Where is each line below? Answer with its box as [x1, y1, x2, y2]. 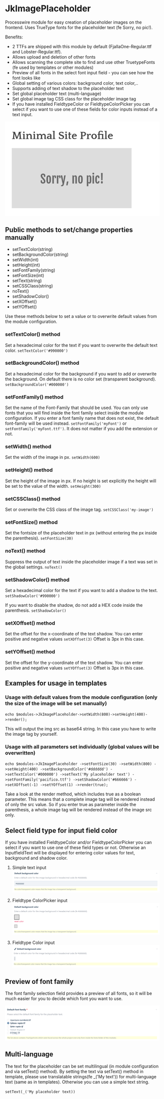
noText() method [5, 547, 46, 554]
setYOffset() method [5, 648, 55, 655]
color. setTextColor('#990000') [5, 347, 69, 353]
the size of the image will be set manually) [5, 700, 107, 707]
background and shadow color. [5, 855, 68, 861]
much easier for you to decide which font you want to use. [5, 996, 123, 1002]
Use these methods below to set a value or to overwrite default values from [5, 314, 157, 319]
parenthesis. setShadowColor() [5, 607, 67, 613]
